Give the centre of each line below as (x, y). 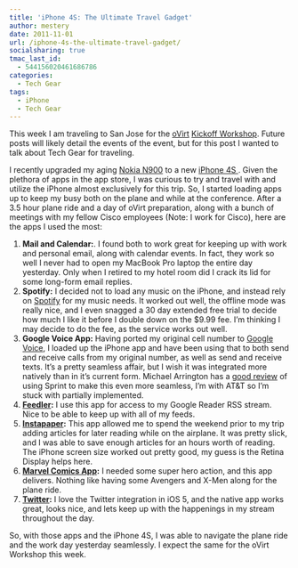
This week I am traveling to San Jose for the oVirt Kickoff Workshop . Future (147, 134)
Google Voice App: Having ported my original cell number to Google (148, 338)
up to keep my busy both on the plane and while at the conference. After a (145, 199)
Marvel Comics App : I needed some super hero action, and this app (147, 471)
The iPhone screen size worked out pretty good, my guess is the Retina (153, 452)
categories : (31, 76)
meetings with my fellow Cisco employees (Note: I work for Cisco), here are (148, 217)
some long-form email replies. (77, 282)
